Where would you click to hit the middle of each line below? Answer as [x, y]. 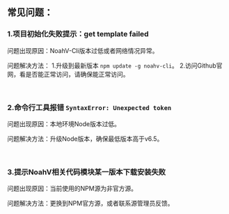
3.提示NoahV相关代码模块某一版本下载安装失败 [86, 171]
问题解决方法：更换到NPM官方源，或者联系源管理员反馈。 [90, 204]
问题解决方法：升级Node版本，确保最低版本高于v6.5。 [85, 139]
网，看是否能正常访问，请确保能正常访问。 [68, 74]
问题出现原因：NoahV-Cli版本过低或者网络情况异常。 [83, 50]
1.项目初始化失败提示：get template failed [78, 34]
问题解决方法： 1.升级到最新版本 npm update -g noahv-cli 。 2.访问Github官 [115, 66]
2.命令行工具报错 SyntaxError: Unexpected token [89, 107]
